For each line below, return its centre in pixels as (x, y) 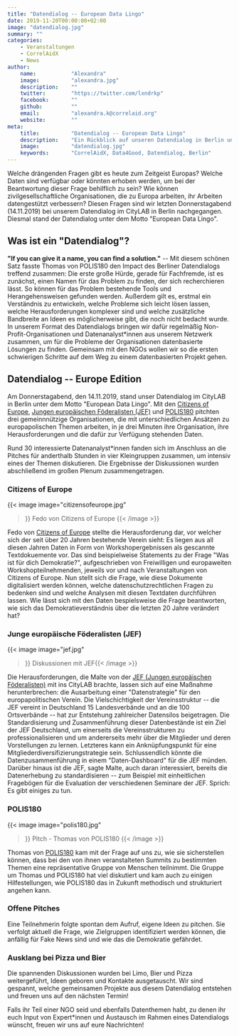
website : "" (49, 120)
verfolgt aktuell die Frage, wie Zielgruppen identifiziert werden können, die (117, 931)
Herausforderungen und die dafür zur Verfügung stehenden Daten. (106, 434)
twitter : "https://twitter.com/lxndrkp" (92, 93)
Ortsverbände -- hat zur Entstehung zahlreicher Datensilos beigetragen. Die (118, 715)
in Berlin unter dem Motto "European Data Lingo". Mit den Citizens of (108, 404)
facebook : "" (49, 100)
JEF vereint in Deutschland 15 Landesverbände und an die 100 (99, 708)
